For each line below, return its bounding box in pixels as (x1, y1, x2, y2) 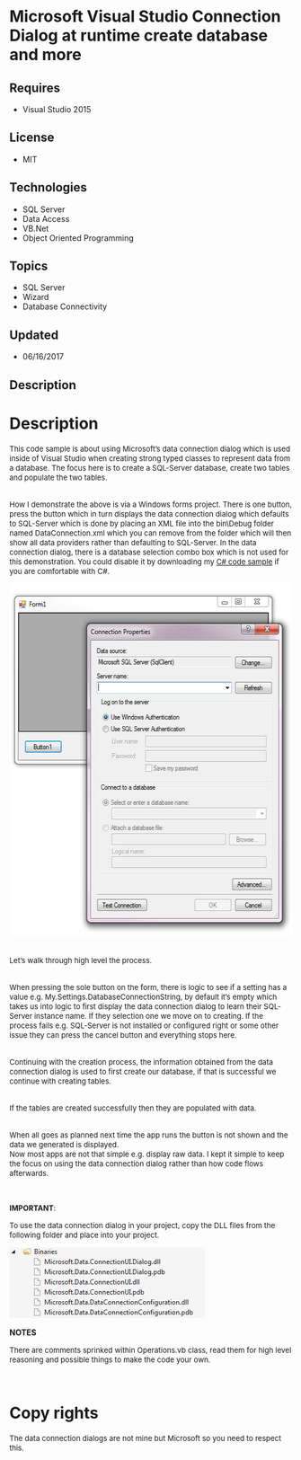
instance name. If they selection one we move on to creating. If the (34, 1011, 263, 1021)
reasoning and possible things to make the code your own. (9, 1354, 211, 1365)
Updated (9, 327, 59, 342)
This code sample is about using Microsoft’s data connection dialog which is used (9, 443, 290, 454)
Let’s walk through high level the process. (9, 955, 153, 965)
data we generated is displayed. (9, 1139, 120, 1149)
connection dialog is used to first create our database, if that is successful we (9, 1066, 277, 1076)
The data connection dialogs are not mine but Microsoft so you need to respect (9, 1433, 282, 1443)
